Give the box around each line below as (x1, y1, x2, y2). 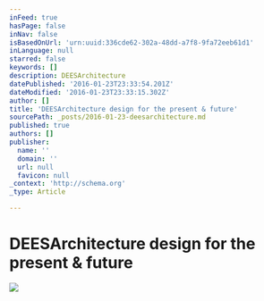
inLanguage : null (9, 46, 74, 55)
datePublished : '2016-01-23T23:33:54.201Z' (9, 79, 175, 88)
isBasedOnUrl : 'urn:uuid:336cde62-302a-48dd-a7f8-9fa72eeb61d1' (9, 38, 254, 47)
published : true (9, 121, 70, 130)
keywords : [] (9, 63, 58, 72)
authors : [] (9, 130, 54, 138)
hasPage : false (9, 21, 66, 30)
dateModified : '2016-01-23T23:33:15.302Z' (9, 88, 170, 96)
